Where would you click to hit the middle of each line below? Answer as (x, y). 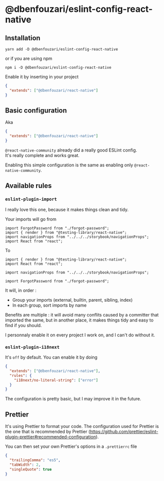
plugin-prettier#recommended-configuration (51, 437)
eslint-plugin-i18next (32, 347)
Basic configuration (36, 111)
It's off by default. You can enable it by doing (51, 357)
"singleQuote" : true (31, 469)
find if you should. (23, 325)
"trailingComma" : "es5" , (35, 460)
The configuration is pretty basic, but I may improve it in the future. (73, 399)
